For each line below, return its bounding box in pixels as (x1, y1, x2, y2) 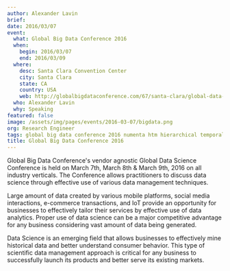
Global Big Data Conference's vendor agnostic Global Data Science (7, 156, 197, 165)
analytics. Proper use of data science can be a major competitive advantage (7, 213, 222, 222)
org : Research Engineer (7, 125, 75, 132)
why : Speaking (13, 106, 53, 113)
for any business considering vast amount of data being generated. (7, 221, 197, 229)
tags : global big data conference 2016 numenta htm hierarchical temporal (7, 131, 225, 138)
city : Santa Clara (19, 73, 72, 81)
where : (13, 61, 32, 68)
